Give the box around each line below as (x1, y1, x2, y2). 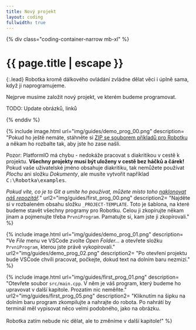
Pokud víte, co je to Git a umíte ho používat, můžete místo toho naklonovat (6, 188, 187, 195)
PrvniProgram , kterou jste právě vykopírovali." (6, 243, 116, 250)
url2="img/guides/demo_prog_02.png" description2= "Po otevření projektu (6, 250, 188, 257)
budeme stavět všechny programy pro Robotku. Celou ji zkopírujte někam (6, 207, 184, 214)
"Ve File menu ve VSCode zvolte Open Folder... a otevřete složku (6, 237, 163, 245)
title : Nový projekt (6, 8, 57, 15)
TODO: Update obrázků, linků (6, 105, 77, 112)
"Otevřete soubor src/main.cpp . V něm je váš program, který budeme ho (6, 280, 181, 287)
